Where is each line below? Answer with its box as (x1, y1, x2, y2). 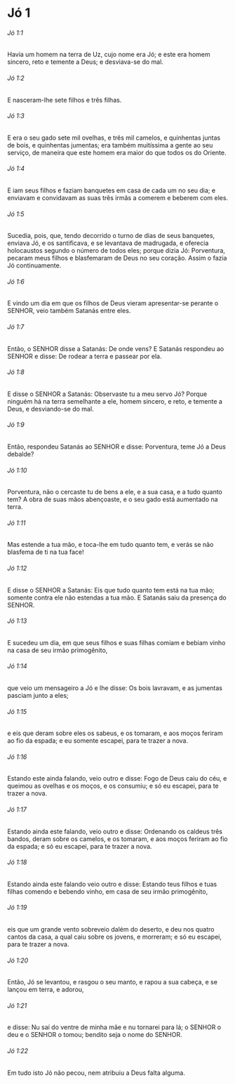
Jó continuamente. (7, 261, 62, 270)
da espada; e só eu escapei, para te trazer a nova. (7, 842, 152, 850)
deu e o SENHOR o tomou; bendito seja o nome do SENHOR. (7, 1031, 182, 1039)
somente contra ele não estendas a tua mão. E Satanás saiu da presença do (7, 593, 227, 602)
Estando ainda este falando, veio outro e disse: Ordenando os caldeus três (7, 827, 223, 835)
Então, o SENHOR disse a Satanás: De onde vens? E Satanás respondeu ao (7, 344, 224, 352)
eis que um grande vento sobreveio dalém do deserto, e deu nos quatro (7, 925, 215, 934)
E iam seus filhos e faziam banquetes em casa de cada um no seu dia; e (7, 186, 216, 194)
